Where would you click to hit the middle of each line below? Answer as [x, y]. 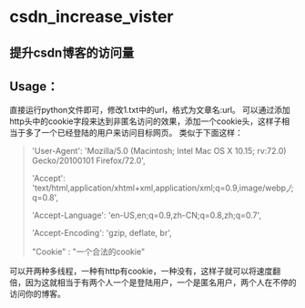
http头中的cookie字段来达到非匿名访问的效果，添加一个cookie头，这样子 [146, 121]
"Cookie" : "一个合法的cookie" [88, 252]
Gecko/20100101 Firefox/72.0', [88, 160]
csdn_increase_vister [92, 17]
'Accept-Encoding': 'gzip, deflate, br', [102, 233]
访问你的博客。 [37, 294]
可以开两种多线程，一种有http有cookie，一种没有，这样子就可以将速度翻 [145, 272]
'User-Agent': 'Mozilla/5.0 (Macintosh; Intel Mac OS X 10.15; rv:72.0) [159, 151]
